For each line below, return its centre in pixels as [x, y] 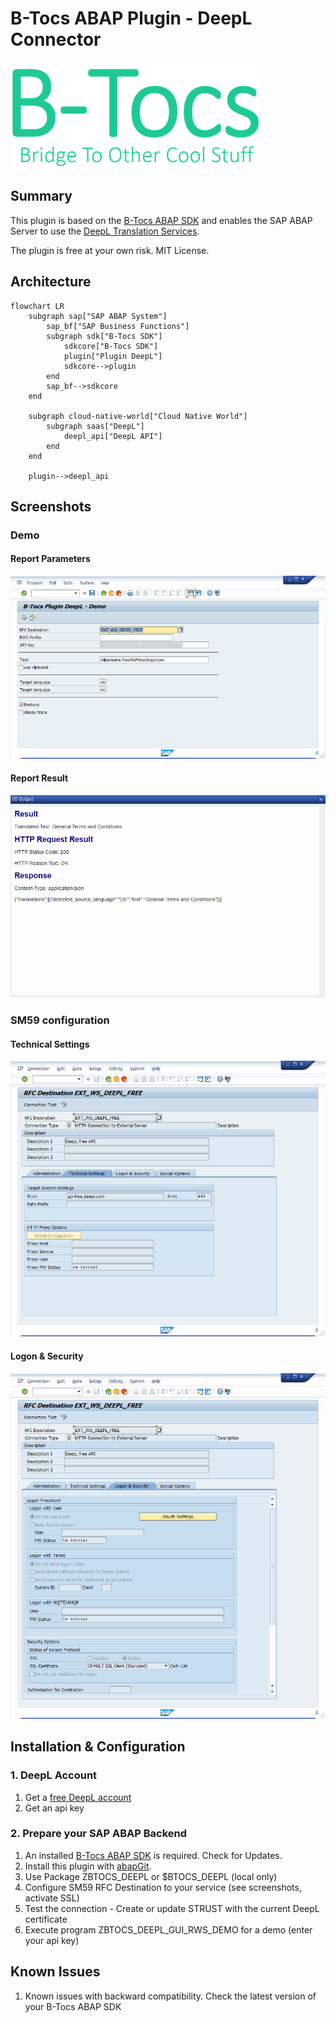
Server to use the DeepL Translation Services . [105, 231]
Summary [41, 196]
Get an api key [54, 1808]
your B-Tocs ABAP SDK [73, 2006]
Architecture [51, 282]
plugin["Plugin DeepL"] [113, 356]
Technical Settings [50, 1044]
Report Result [39, 778]
